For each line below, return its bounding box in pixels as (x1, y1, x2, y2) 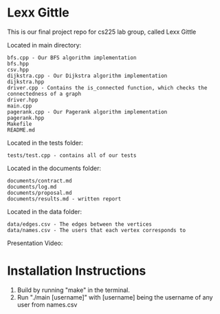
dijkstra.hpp (7, 78, 45, 85)
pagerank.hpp (7, 114, 45, 121)
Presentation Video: (7, 239, 63, 247)
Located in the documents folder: (7, 164, 102, 172)
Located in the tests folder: (7, 138, 84, 147)
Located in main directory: (7, 41, 82, 49)
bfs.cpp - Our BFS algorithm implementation (7, 54, 137, 61)
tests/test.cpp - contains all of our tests (7, 151, 137, 159)
